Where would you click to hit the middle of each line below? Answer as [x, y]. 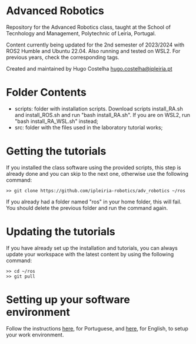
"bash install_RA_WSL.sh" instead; [57, 121]
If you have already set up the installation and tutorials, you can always [92, 248]
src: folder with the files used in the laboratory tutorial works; [89, 127]
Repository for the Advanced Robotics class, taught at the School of [89, 27]
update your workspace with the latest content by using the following [90, 254]
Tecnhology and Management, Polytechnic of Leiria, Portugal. [81, 33]
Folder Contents [46, 93]
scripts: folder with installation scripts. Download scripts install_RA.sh [99, 108]
